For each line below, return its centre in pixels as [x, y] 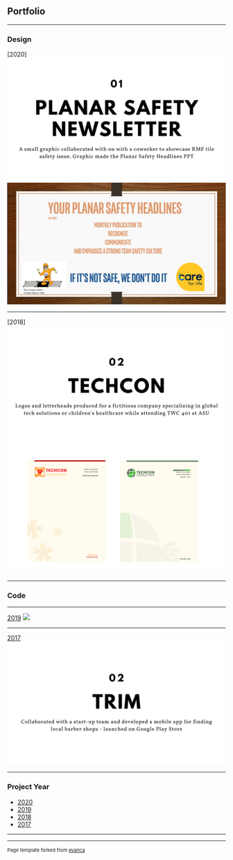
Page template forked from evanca [46, 850]
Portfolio [26, 11]
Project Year [28, 787]
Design [19, 39]
